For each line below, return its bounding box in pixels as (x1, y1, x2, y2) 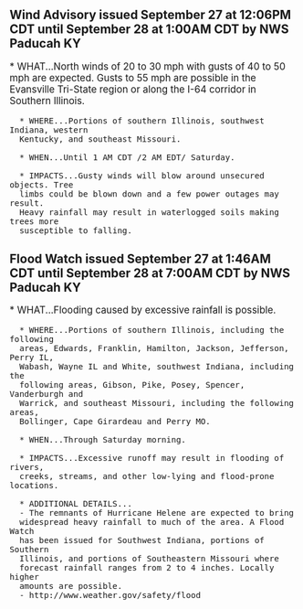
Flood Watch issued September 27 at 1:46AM (9, 251, 272, 266)
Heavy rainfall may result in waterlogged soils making (19, 207, 280, 218)
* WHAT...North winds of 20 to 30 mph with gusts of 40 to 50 (9, 59, 286, 72)
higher (9, 572, 39, 582)
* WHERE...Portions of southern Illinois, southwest (19, 115, 265, 126)
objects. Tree (9, 179, 74, 190)
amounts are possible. (19, 581, 123, 592)
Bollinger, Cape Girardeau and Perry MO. (19, 416, 212, 427)
